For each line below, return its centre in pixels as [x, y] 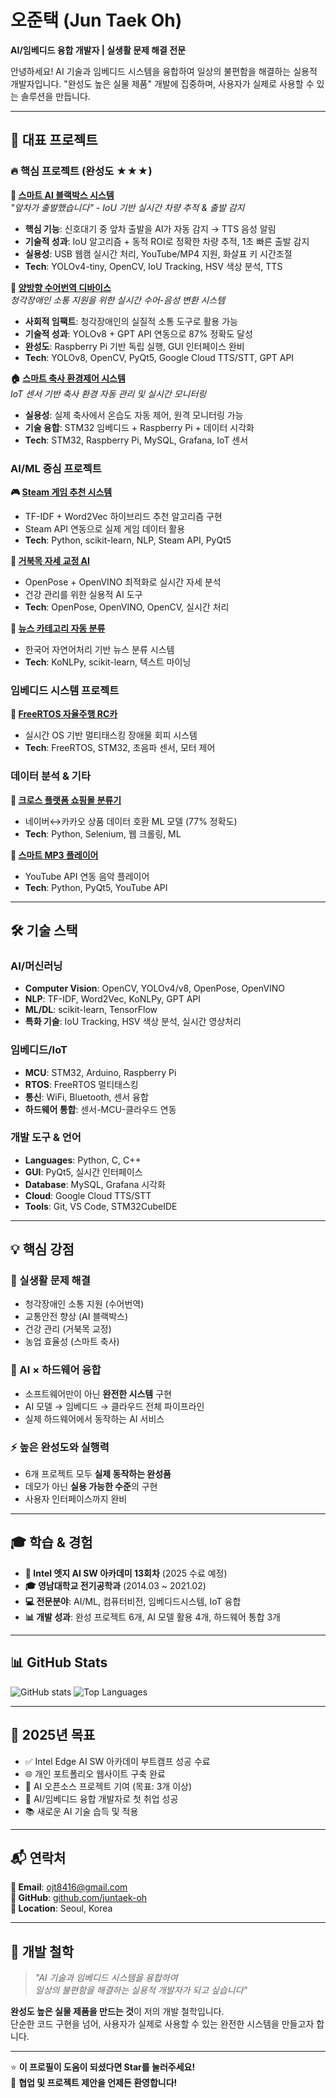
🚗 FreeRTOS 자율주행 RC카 [64, 714]
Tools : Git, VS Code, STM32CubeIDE [101, 1206]
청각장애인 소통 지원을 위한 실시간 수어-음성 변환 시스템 [118, 300]
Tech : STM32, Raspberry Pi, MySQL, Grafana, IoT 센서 [136, 440]
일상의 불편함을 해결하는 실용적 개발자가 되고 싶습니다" [141, 1990]
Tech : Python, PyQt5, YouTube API [96, 887]
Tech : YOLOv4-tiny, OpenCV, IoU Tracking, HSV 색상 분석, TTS [153, 266]
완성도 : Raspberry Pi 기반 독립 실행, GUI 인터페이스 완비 [134, 346]
